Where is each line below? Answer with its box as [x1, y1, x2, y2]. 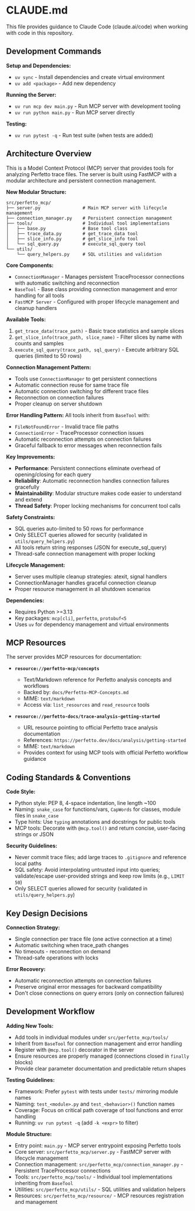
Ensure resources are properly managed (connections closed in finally [14, 1052, 190, 1060]
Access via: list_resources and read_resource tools [23, 701, 150, 708]
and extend [14, 496, 42, 503]
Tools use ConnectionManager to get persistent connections [14, 375, 157, 382]
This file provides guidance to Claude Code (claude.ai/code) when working [6, 23, 189, 30]
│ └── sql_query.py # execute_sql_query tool [6, 241, 146, 247]
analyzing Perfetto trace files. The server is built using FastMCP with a [6, 170, 177, 177]
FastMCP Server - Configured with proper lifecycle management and [14, 298, 180, 305]
